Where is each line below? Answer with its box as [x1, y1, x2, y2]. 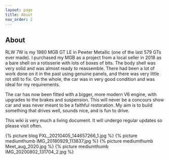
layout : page [5, 7, 33, 13]
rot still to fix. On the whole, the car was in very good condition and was [5, 76, 155, 82]
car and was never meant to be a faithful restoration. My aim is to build [5, 102, 153, 108]
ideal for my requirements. [5, 82, 60, 88]
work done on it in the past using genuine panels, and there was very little [5, 71, 159, 77]
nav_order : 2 [5, 17, 33, 22]
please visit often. [5, 123, 43, 129]
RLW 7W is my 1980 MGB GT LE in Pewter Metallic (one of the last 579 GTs [5, 49, 161, 55]
